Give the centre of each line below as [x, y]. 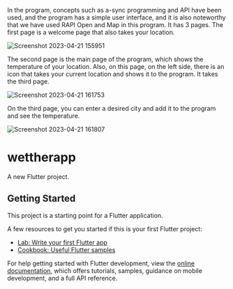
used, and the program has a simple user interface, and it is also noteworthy [116, 17]
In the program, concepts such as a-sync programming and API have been [114, 10]
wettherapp [42, 158]
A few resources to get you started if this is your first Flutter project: [105, 228]
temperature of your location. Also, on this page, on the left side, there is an [116, 67]
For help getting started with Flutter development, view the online [101, 263]
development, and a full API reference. [62, 278]
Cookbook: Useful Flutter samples [66, 249]
